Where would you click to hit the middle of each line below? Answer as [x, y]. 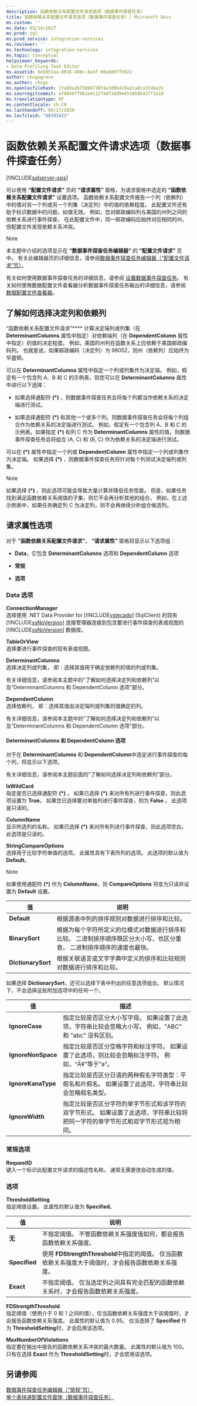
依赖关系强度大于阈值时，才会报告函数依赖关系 [107, 1262]
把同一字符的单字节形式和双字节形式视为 [118, 1122]
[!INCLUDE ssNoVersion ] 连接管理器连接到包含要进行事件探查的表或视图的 [95, 623]
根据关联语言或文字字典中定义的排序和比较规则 [121, 959]
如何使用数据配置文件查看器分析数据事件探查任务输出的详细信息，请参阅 [98, 285]
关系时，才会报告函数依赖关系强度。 [92, 1291]
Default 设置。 [35, 892]
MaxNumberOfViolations [37, 1339]
